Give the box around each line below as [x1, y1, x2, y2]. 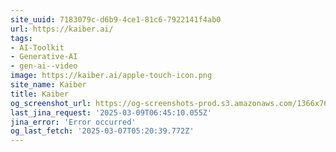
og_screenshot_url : [10, 98, 92, 108]
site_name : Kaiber [10, 80, 87, 90]
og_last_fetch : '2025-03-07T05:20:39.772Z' [10, 126, 195, 136]
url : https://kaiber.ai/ [10, 24, 114, 34]
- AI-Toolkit [10, 42, 65, 53]
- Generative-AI [10, 52, 78, 62]
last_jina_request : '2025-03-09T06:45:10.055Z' [10, 107, 213, 118]
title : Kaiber [10, 89, 70, 99]
